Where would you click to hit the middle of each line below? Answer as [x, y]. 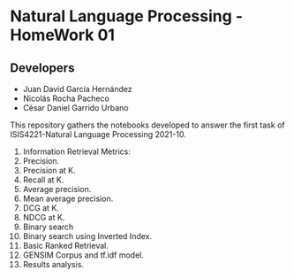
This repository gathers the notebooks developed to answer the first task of [147, 125]
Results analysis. [53, 264]
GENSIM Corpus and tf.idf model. [83, 255]
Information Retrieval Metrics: [77, 151]
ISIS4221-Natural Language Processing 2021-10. [98, 134]
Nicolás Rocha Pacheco [66, 98]
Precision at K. [49, 170]
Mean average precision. [68, 198]
